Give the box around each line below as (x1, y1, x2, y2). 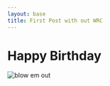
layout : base (7, 10, 46, 18)
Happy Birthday (7, 48, 101, 64)
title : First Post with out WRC (7, 17, 103, 24)
